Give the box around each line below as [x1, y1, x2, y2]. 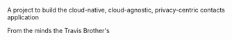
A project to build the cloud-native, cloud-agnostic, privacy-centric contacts [7, 6, 226, 14]
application [7, 13, 40, 21]
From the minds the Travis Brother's [7, 27, 110, 34]
